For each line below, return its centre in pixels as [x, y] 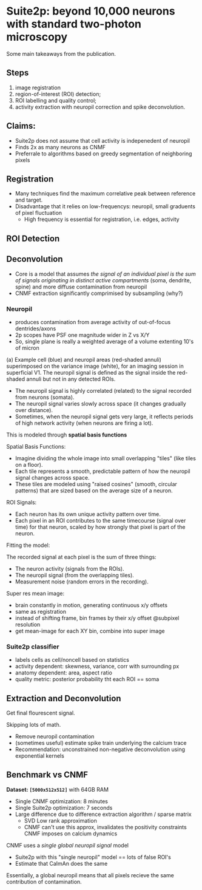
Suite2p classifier [33, 647]
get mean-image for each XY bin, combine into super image [90, 631]
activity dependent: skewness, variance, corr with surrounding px [97, 667]
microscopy [37, 37]
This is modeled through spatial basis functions [67, 435]
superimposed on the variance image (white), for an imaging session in [95, 366]
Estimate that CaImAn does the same [61, 863]
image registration [38, 87]
